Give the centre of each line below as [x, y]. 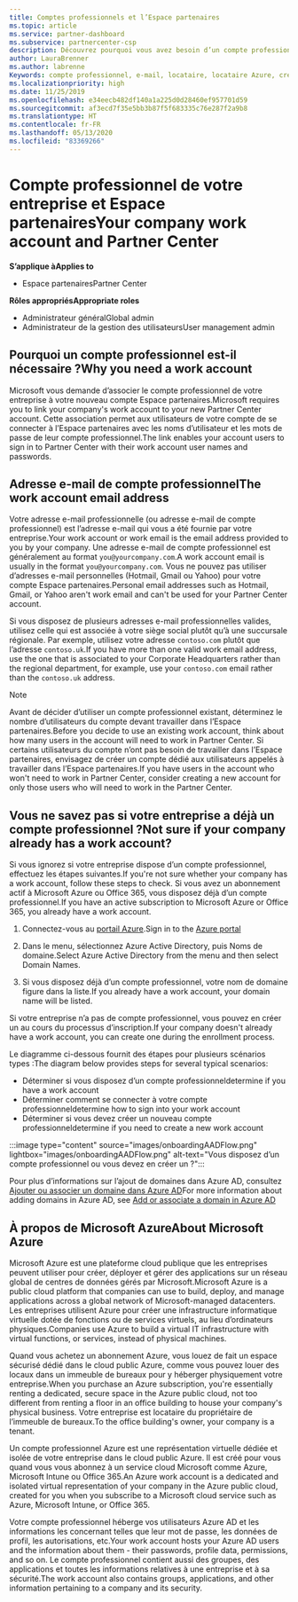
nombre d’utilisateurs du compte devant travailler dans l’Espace [125, 722]
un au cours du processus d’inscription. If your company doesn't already [141, 1028]
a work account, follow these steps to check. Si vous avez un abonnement [145, 883]
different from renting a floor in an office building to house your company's [146, 1402]
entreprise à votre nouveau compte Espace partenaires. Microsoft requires [145, 399]
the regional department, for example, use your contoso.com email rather [141, 668]
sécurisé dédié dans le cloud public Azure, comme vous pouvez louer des [144, 1365]
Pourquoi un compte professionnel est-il [123, 355]
